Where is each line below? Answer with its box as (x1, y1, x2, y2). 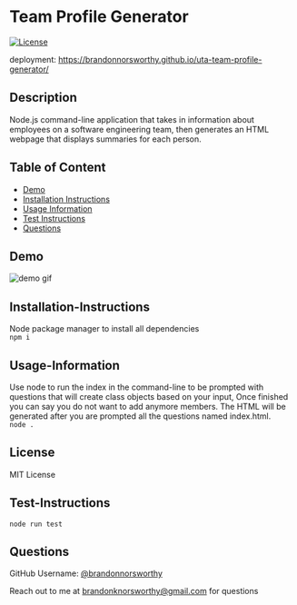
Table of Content (9, 160, 106, 175)
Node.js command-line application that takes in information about (9, 114, 254, 124)
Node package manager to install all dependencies (9, 323, 200, 334)
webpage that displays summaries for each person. (9, 134, 202, 144)
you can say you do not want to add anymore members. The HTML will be (9, 402, 286, 412)
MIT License (9, 469, 56, 480)
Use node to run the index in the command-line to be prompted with (9, 382, 264, 392)
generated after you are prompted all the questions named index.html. (9, 411, 272, 422)
